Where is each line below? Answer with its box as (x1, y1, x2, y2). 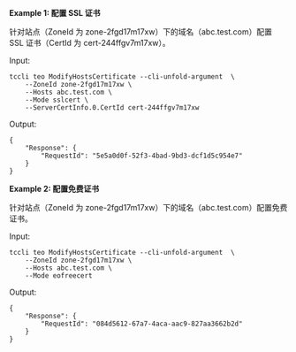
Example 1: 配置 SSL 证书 (9, 8, 101, 18)
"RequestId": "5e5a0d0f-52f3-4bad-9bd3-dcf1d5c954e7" (41, 151, 243, 160)
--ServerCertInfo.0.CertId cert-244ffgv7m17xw (25, 103, 200, 112)
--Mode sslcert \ (25, 96, 89, 104)
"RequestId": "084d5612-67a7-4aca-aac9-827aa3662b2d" (41, 319, 243, 328)
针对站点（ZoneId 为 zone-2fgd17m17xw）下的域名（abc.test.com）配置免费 (9, 203, 288, 212)
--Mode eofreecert (25, 272, 93, 280)
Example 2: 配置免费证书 (9, 184, 100, 194)
